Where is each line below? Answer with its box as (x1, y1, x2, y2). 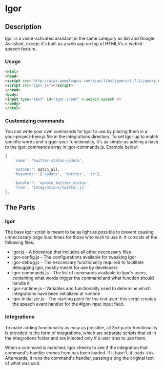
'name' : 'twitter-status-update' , (14, 158, 84, 163)
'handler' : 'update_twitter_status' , (14, 180, 91, 185)
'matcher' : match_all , (14, 167, 60, 172)
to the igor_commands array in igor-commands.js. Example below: (5, 144, 138, 150)
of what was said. (5, 360, 41, 366)
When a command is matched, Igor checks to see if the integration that (5, 344, 148, 350)
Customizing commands (5, 117, 64, 124)
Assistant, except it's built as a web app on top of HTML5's (5, 41, 123, 47)
